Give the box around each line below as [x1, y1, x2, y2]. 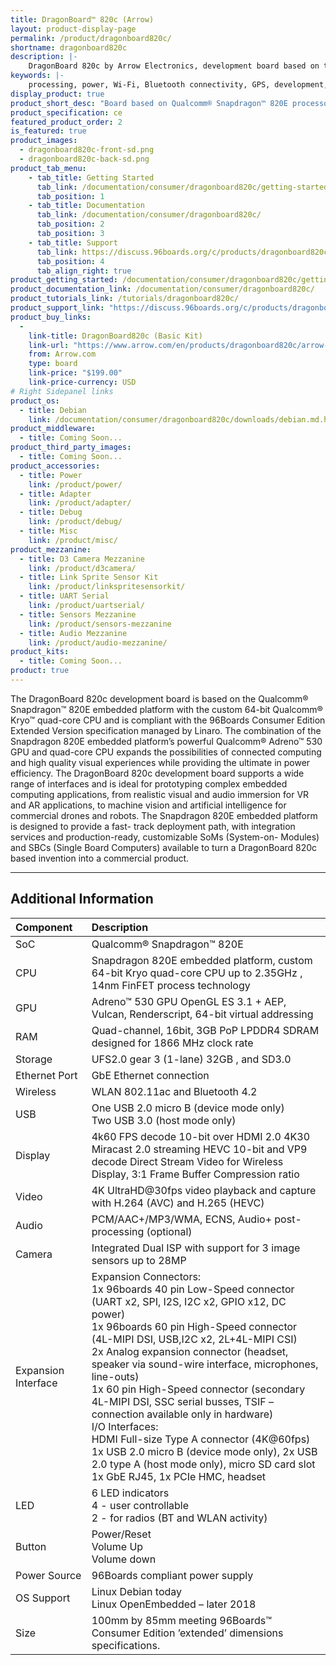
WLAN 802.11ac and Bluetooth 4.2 [91, 1084, 258, 1098]
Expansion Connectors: [91, 1269, 202, 1283]
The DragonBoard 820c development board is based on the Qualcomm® [10, 692, 309, 705]
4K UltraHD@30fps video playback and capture [91, 1183, 317, 1197]
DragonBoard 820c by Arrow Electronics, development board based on [28, 61, 320, 71]
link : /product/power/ [28, 479, 123, 490]
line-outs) [91, 1369, 140, 1383]
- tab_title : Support [28, 237, 118, 248]
